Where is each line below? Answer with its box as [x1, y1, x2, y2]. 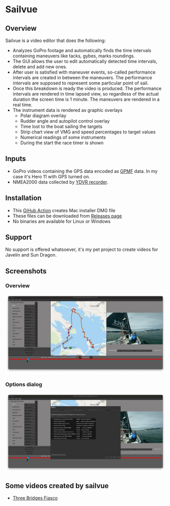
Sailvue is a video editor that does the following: [5, 37, 106, 43]
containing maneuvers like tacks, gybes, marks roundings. [12, 53, 135, 59]
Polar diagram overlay [20, 112, 67, 119]
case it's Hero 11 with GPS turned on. [12, 173, 90, 179]
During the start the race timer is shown [20, 140, 104, 146]
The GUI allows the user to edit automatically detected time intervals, [12, 58, 158, 64]
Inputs [5, 154, 26, 163]
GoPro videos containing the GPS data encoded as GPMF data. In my [12, 168, 158, 174]
